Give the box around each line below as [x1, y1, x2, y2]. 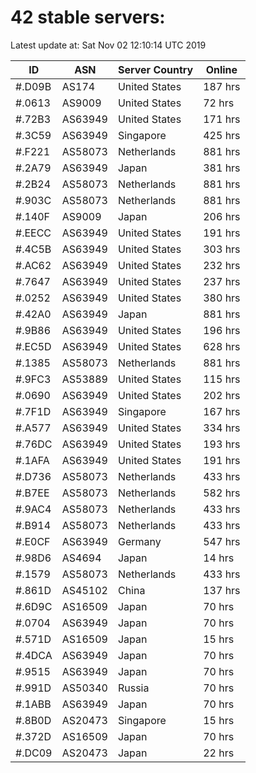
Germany [117, 534, 162, 548]
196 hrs [203, 323, 241, 337]
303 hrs [203, 242, 241, 256]
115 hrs [203, 372, 241, 386]
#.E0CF [15, 534, 51, 548]
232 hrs [203, 258, 241, 272]
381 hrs [203, 161, 241, 175]
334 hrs [203, 421, 241, 435]
